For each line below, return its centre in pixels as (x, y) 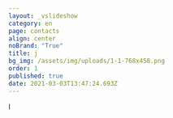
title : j (23, 53)
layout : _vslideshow (43, 16)
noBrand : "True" (36, 46)
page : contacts (34, 31)
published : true (36, 76)
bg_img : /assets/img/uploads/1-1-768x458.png (86, 61)
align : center (32, 38)
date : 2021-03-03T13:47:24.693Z (63, 83)
